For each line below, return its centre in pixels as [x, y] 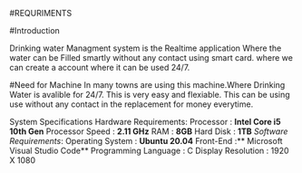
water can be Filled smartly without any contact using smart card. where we [151, 58]
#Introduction [35, 30]
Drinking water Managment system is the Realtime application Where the [146, 48]
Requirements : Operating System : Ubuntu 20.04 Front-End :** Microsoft [146, 141]
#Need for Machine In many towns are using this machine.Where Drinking [147, 85]
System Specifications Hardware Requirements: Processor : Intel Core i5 [145, 122]
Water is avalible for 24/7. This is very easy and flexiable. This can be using [150, 95]
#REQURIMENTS [41, 13]
